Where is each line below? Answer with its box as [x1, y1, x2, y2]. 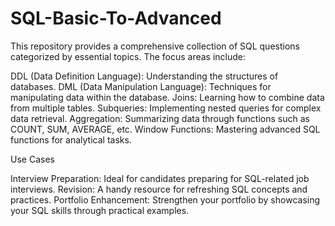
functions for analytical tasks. [10, 133, 132, 146]
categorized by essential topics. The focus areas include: [10, 50, 247, 62]
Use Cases [10, 153, 55, 165]
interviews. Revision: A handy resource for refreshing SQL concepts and [10, 183, 308, 195]
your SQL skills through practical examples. [10, 204, 190, 216]
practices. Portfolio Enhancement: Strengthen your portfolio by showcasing [10, 193, 321, 206]
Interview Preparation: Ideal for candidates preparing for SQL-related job [10, 172, 310, 184]
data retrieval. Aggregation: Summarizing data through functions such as [10, 112, 310, 124]
